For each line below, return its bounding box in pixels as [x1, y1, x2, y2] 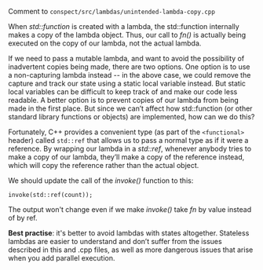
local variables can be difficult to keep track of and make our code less [8, 87, 238, 97]
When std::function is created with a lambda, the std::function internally [8, 22, 239, 31]
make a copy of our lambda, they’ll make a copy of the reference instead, [8, 152, 245, 162]
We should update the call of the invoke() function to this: [8, 176, 194, 185]
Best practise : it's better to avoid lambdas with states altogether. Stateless [8, 228, 250, 238]
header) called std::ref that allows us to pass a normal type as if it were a [8, 136, 249, 144]
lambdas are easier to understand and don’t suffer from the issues [8, 237, 222, 246]
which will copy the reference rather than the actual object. [8, 161, 199, 170]
